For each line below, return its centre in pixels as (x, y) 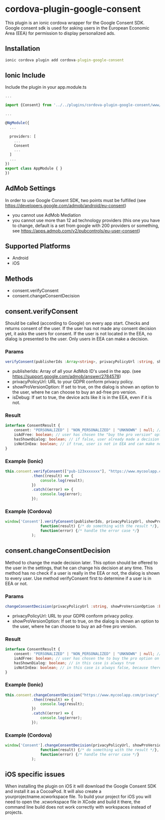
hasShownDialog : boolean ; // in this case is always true (74, 663)
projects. (14, 812)
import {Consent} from (28, 105)
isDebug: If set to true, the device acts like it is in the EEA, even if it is (82, 397)
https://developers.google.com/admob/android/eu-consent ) (66, 205)
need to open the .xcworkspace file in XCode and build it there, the (73, 802)
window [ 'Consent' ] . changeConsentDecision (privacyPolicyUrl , (68, 745)
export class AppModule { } (34, 168)
